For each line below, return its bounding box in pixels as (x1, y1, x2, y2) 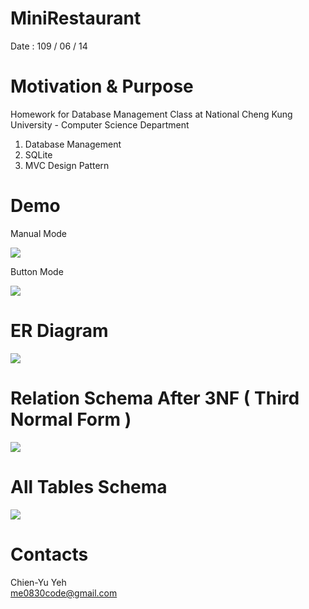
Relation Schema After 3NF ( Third (10, 387, 300, 409)
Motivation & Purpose (10, 75, 194, 98)
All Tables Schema (10, 475, 168, 498)
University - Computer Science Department (10, 118, 190, 131)
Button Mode (10, 265, 64, 277)
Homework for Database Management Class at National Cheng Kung (10, 108, 293, 120)
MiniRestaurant (10, 7, 142, 30)
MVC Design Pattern (24, 159, 110, 171)
